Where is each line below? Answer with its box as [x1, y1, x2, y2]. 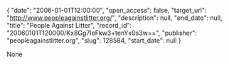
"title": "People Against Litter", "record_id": [6, 21, 132, 29]
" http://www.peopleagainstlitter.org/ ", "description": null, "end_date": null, [6, 14, 223, 22]
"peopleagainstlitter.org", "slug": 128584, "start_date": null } [6, 36, 182, 45]
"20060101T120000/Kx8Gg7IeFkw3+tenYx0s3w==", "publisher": [6, 28, 197, 37]
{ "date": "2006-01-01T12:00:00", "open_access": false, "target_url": [6, 6, 207, 14]
